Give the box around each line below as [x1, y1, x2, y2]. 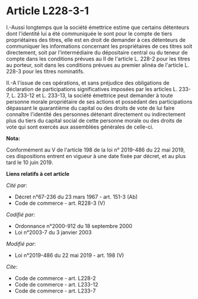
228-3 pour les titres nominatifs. [6, 67, 85, 75]
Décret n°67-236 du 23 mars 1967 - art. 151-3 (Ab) [14, 193, 138, 200]
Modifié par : [6, 240, 37, 247]
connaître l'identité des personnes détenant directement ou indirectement [6, 111, 186, 118]
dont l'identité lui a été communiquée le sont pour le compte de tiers [6, 30, 173, 37]
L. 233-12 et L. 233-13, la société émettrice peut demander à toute [11, 92, 173, 99]
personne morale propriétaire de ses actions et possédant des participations [6, 98, 193, 105]
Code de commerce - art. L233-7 [14, 287, 96, 294]
